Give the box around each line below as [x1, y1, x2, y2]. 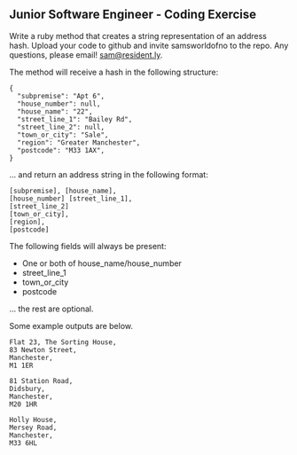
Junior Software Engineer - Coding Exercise [9, 7, 257, 22]
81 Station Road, [9, 376, 74, 385]
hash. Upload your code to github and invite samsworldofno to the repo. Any [9, 40, 289, 51]
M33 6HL [9, 438, 38, 447]
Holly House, [9, 415, 58, 424]
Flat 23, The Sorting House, [9, 337, 117, 347]
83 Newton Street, [9, 345, 77, 354]
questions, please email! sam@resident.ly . [9, 49, 163, 60]
